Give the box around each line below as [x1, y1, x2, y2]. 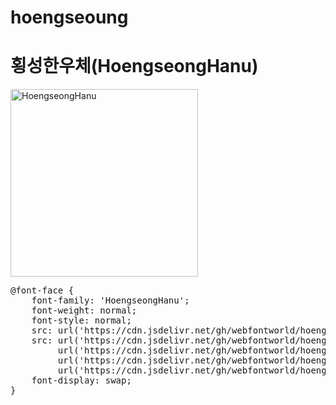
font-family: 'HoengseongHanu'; [31, 295, 190, 306]
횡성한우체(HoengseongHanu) [10, 55, 259, 78]
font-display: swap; [31, 375, 132, 386]
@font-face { [10, 285, 75, 296]
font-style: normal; [31, 315, 132, 326]
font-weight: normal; [31, 305, 138, 316]
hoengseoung [10, 6, 129, 29]
